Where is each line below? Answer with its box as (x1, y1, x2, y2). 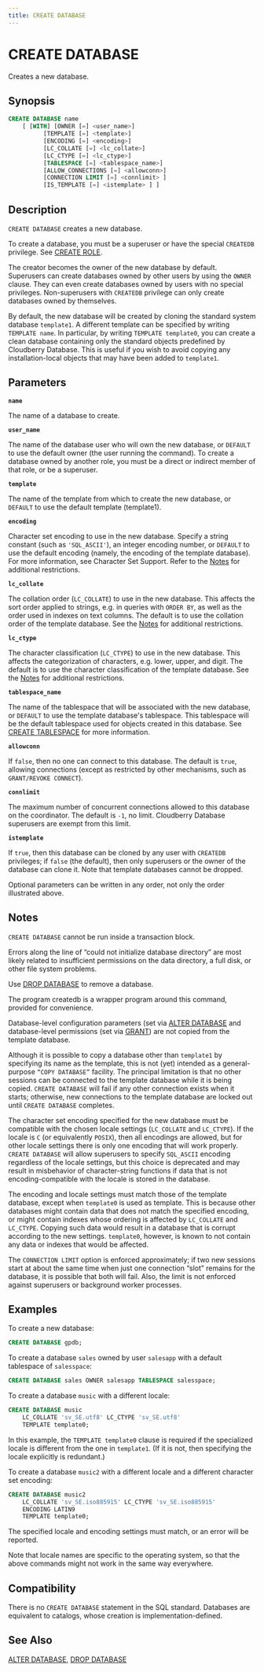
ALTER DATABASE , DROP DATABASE (8, 1655, 127, 1664)
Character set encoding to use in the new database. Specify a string (8, 531, 229, 540)
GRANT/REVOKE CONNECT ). (8, 773, 84, 782)
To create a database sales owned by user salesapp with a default (8, 1353, 222, 1362)
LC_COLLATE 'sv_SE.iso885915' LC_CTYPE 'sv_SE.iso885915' (22, 1498, 216, 1506)
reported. (8, 1535, 38, 1544)
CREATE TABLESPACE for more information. (8, 727, 151, 736)
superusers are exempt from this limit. (8, 818, 131, 828)
